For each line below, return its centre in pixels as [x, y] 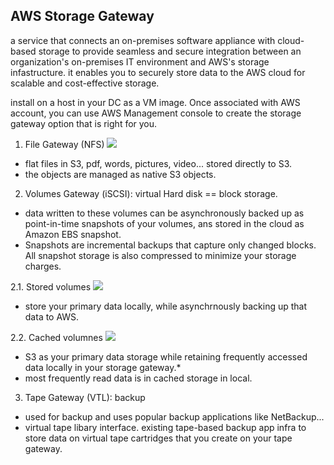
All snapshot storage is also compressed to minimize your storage [160, 255]
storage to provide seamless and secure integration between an [170, 51]
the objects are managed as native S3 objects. [120, 174]
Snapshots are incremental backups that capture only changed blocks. [170, 245]
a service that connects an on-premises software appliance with [143, 40]
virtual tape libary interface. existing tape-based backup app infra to [165, 427]
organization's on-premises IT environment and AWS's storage [140, 61]
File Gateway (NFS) [64, 144]
